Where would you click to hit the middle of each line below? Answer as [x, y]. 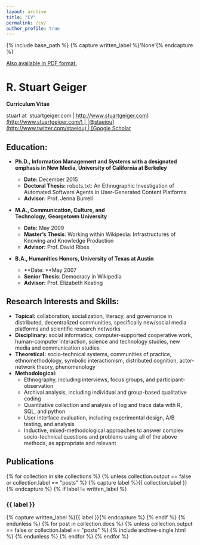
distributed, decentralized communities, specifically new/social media [101, 322]
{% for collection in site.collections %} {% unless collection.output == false [99, 476]
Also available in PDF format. [42, 63]
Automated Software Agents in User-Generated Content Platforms [105, 192]
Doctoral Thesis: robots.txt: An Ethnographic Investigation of [99, 186]
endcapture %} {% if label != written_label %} [71, 489]
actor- [187, 360]
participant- [171, 379]
